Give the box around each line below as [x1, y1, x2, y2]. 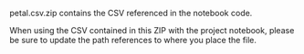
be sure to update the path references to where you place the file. [9, 35, 257, 45]
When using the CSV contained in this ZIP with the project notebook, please [9, 25, 295, 35]
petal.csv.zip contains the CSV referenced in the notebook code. [9, 8, 253, 18]
